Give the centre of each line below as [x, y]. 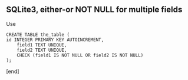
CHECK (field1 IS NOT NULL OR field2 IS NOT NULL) [80, 55]
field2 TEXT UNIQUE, [42, 50]
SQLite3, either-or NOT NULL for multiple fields [94, 10]
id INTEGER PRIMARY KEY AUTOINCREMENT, [55, 40]
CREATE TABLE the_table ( [38, 35]
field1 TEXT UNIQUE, [42, 45]
